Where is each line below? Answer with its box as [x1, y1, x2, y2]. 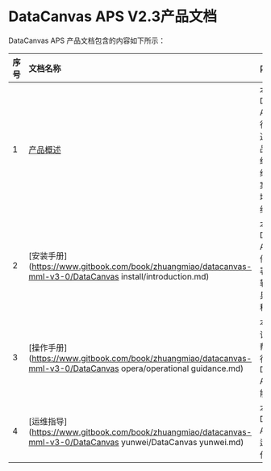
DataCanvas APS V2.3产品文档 [8, 7, 218, 26]
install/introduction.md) [120, 271, 210, 282]
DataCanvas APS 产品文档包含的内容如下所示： [8, 36, 166, 45]
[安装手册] [28, 250, 68, 261]
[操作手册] [28, 342, 68, 353]
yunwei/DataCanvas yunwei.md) [120, 436, 244, 448]
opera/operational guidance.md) [120, 363, 244, 374]
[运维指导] [28, 415, 68, 427]
